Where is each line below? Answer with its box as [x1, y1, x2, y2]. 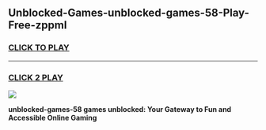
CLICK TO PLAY [8, 43, 70, 54]
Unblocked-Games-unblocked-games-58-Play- [8, 6, 249, 20]
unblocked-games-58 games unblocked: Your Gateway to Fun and [8, 104, 232, 113]
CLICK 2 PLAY [8, 72, 63, 83]
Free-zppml [8, 19, 67, 32]
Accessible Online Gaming [8, 113, 97, 122]
